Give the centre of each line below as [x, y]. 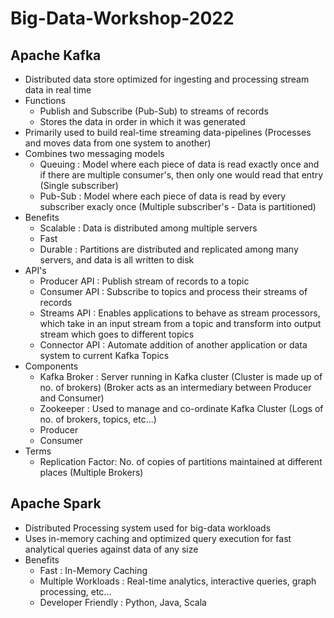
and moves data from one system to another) [118, 143]
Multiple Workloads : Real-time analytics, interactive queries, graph [178, 581]
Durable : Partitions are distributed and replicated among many [169, 249]
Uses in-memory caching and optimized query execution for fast [158, 538]
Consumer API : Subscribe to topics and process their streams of [173, 291]
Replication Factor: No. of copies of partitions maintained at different [181, 461]
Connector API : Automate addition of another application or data [173, 345]
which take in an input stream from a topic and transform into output [180, 323]
